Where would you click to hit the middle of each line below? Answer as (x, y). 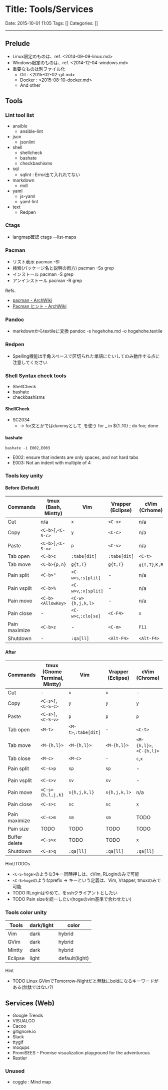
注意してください (30, 362)
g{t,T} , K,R (151, 564)
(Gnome (52, 672)
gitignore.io (24, 1031)
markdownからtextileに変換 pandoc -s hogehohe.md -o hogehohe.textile (87, 331)
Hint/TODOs (18, 863)
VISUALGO (23, 1021)
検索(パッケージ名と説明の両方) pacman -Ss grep (63, 268)
